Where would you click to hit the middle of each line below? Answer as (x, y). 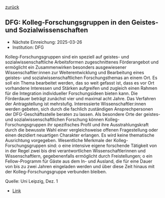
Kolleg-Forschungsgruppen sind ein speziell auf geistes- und (67, 57)
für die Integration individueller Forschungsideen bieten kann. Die (71, 93)
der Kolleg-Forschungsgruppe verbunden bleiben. (56, 171)
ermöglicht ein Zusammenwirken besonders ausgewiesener (66, 67)
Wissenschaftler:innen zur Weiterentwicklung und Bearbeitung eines (75, 72)
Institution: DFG (28, 47)
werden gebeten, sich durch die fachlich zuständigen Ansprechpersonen (79, 109)
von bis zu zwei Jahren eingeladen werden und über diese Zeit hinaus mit (80, 166)
